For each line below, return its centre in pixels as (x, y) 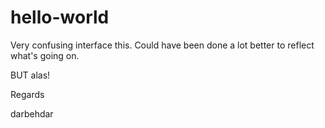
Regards (27, 94)
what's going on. (45, 55)
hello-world (60, 17)
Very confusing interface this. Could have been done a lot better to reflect (162, 45)
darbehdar (32, 113)
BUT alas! (30, 75)
